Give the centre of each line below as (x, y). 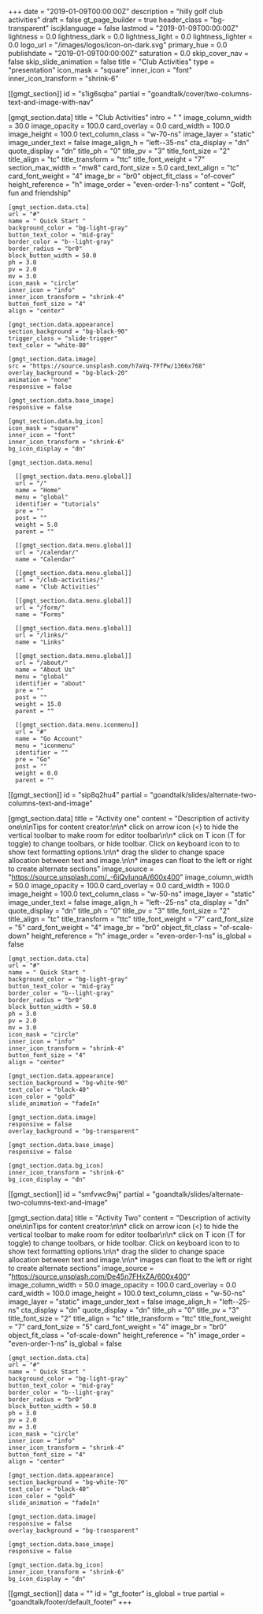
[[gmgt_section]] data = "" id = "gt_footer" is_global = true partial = (117, 1593)
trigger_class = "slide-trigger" (63, 338)
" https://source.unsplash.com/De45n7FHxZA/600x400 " (99, 1276)
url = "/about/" (42, 663)
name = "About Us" (46, 670)
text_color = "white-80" (49, 346)
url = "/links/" (42, 635)
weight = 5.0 (37, 525)
